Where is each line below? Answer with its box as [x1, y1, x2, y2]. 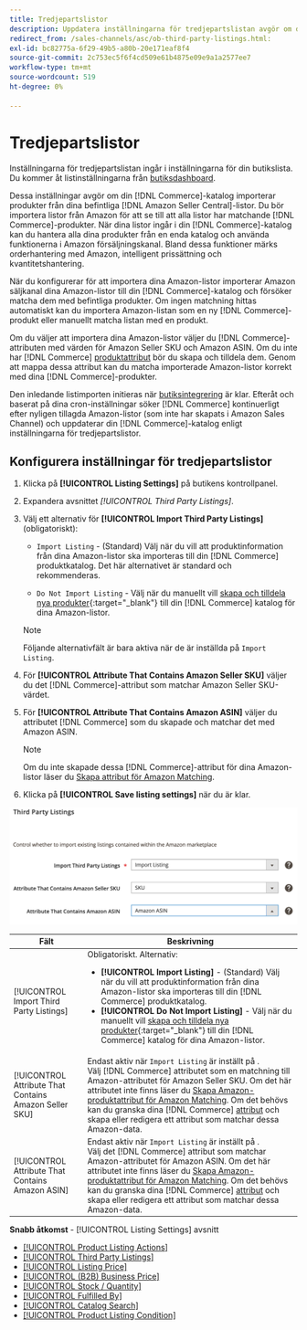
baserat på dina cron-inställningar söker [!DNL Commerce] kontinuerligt [9, 398, 281, 409]
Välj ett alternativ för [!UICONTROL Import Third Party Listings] [22, 513, 264, 524]
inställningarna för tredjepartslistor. [9, 427, 142, 438]
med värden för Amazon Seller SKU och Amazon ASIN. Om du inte [48, 342, 298, 353]
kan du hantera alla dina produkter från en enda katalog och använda [9, 228, 270, 239]
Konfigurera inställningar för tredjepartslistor [9, 453, 272, 470]
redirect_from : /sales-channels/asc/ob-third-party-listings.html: [9, 34, 272, 43]
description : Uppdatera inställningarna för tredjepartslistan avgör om [9, 24, 292, 34]
